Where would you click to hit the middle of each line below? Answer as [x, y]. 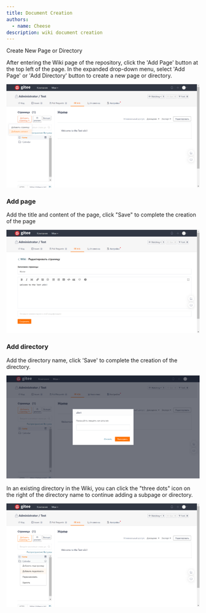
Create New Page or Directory [44, 51]
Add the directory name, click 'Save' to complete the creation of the [92, 360]
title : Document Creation [39, 13]
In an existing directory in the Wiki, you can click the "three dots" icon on [98, 488]
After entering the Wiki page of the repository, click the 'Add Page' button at [102, 63]
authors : [17, 19]
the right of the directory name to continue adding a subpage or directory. [100, 495]
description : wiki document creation [55, 33]
